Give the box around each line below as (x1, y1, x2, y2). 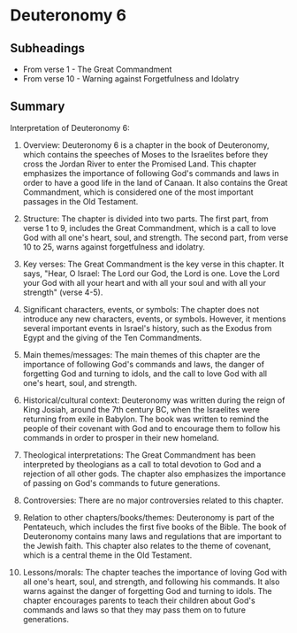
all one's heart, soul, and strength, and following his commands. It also (22, 576, 280, 587)
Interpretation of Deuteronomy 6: (10, 122, 131, 133)
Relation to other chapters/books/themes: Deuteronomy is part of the (22, 512, 275, 522)
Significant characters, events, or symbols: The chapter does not (22, 304, 260, 314)
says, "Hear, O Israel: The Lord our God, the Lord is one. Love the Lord (22, 267, 280, 279)
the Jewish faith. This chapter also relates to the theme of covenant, (22, 540, 271, 551)
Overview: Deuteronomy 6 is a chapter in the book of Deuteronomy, (22, 139, 270, 151)
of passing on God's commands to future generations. (22, 477, 220, 488)
